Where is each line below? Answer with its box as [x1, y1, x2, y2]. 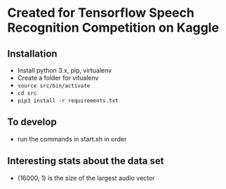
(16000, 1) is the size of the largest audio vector [17, 174, 155, 182]
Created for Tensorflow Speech [7, 5, 194, 21]
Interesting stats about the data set [7, 155, 164, 167]
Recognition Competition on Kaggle [7, 20, 220, 36]
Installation [7, 48, 58, 59]
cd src [17, 90, 37, 97]
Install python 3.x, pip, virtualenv [17, 66, 112, 74]
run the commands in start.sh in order [17, 134, 127, 143]
